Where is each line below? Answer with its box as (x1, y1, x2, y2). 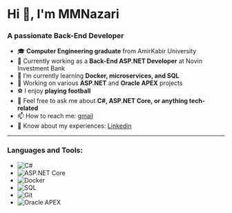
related (17, 104, 39, 113)
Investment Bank (17, 64, 66, 73)
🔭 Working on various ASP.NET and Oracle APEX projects (17, 79, 183, 87)
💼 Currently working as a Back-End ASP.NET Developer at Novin (17, 57, 202, 65)
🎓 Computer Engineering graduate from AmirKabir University (17, 47, 197, 55)
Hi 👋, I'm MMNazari (7, 6, 119, 22)
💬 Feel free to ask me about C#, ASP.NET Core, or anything (17, 97, 188, 105)
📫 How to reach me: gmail (17, 112, 93, 120)
